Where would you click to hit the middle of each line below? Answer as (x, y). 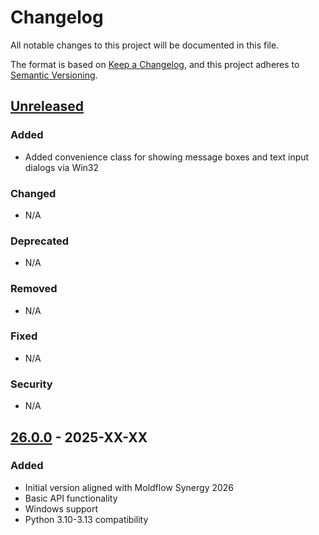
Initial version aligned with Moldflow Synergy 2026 (129, 487)
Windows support (61, 508)
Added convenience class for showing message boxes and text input (167, 157)
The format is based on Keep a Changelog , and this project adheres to (155, 64)
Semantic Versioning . (54, 75)
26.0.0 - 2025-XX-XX (79, 437)
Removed (34, 289)
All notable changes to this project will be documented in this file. (145, 45)
